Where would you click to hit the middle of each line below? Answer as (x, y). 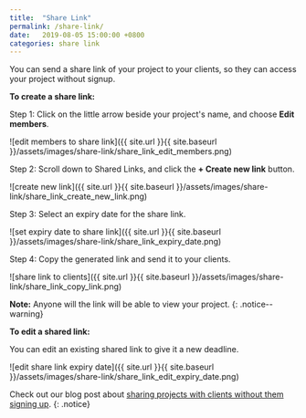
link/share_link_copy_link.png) (66, 287)
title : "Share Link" (51, 18)
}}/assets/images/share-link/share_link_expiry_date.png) (116, 242)
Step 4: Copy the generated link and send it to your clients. (120, 259)
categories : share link (55, 43)
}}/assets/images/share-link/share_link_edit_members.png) (121, 152)
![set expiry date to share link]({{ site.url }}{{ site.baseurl (116, 232)
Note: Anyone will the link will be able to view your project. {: (124, 304)
